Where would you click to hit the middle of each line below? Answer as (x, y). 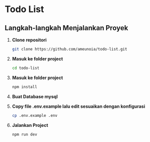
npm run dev (24, 134)
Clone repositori (29, 40)
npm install (24, 87)
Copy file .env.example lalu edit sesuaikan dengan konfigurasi (79, 106)
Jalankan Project (30, 125)
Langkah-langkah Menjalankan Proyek (66, 28)
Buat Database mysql (35, 96)
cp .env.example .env (34, 115)
